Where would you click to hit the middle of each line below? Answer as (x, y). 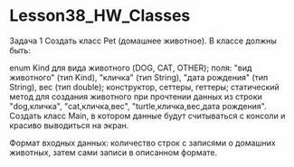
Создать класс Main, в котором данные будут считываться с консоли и (147, 116)
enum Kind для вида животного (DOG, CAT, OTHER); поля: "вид (131, 68)
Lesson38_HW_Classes (100, 16)
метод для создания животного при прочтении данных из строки (136, 97)
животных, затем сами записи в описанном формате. (114, 152)
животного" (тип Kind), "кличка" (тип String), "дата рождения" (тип (139, 77)
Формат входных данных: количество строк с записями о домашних (142, 143)
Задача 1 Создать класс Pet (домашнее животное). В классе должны (143, 41)
